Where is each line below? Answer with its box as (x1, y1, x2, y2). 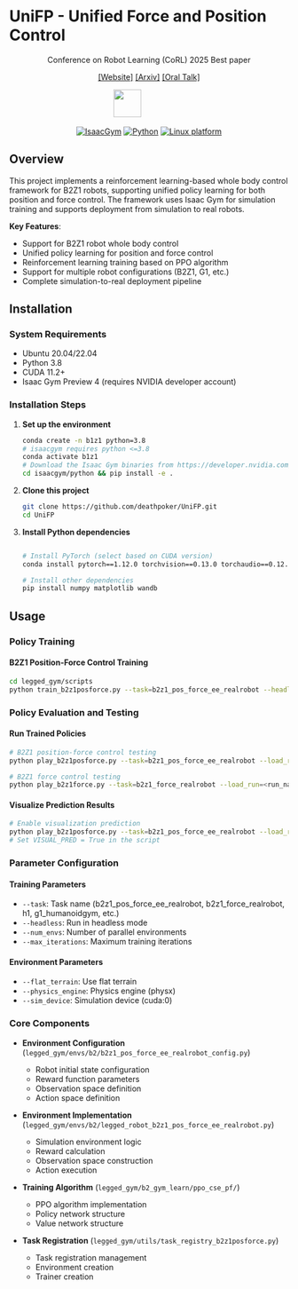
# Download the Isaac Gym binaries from (21, 461, 174, 470)
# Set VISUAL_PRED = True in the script (9, 836, 161, 845)
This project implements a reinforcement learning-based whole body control (9, 175, 288, 186)
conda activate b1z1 (21, 453, 98, 462)
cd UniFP (21, 510, 55, 519)
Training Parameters (9, 879, 87, 890)
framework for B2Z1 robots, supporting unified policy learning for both (9, 185, 266, 195)
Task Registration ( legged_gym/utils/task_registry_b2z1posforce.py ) (21, 1235, 279, 1246)
